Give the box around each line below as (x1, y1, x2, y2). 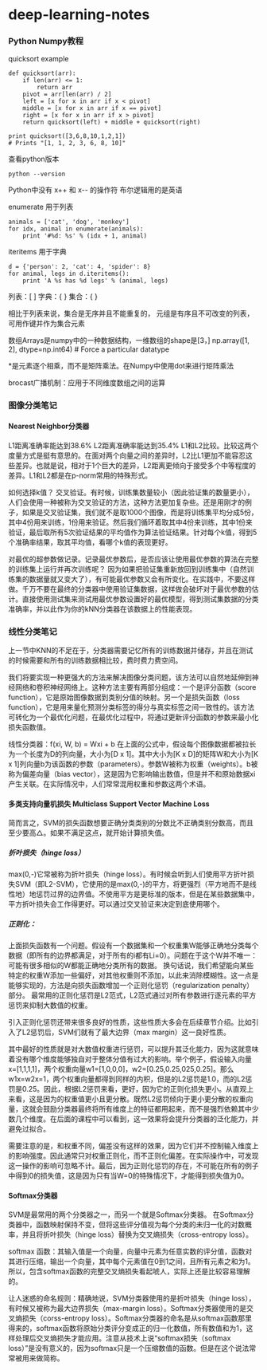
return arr (37, 84, 73, 92)
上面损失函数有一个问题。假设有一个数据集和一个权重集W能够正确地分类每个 (8, 941, 259, 951)
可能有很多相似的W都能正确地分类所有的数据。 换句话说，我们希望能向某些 (8, 961, 254, 970)
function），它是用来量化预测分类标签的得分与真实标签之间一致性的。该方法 (8, 702, 255, 711)
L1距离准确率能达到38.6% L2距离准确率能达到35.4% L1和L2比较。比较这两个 (8, 440, 259, 450)
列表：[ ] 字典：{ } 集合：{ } (8, 292, 98, 301)
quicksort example (8, 54, 69, 64)
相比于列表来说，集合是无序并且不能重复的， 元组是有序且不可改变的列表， (8, 309, 254, 318)
